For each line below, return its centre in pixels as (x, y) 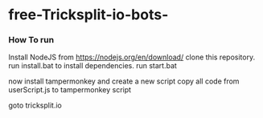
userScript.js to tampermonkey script (70, 90)
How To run (31, 40)
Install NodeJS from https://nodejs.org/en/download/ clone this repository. (132, 57)
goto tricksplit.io (35, 105)
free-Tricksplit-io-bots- (88, 15)
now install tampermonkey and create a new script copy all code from (124, 81)
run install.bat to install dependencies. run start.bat (92, 66)
